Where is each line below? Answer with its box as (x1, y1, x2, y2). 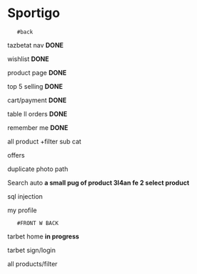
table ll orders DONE (7, 109, 68, 118)
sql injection (7, 192, 43, 200)
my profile (7, 206, 37, 214)
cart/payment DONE (7, 96, 67, 104)
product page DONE (7, 68, 67, 77)
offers (7, 150, 25, 159)
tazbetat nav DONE (7, 40, 64, 49)
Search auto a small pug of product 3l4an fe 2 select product (7, 178, 190, 187)
